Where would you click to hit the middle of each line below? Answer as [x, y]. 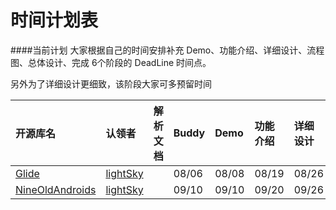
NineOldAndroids [56, 189]
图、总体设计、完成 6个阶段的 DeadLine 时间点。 [111, 62]
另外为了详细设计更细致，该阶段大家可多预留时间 [111, 83]
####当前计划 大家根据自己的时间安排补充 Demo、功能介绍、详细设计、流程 [167, 50]
